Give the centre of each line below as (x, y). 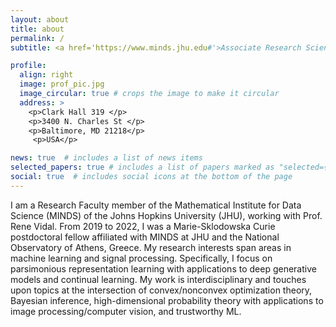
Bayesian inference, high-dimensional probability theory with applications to (167, 300)
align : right (46, 75)
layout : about (40, 19)
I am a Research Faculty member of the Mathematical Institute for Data (156, 205)
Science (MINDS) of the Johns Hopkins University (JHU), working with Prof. (166, 215)
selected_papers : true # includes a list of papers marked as (142, 167)
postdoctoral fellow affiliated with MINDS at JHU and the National (145, 237)
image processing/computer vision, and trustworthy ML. (126, 311)
